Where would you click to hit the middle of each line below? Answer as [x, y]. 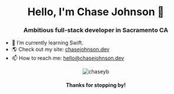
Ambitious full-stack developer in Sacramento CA [96, 30]
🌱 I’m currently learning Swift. [47, 43]
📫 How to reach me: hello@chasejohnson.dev [68, 58]
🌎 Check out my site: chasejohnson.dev [61, 50]
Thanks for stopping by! [96, 85]
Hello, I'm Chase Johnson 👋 [96, 12]
